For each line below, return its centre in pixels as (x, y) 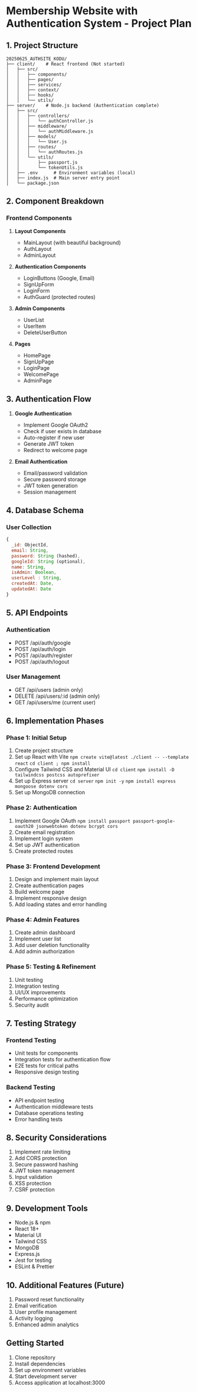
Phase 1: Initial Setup (36, 738)
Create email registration (45, 832)
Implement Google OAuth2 (56, 425)
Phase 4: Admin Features (43, 920)
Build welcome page (40, 892)
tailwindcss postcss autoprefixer (57, 775)
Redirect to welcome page (55, 450)
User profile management (46, 1312)
